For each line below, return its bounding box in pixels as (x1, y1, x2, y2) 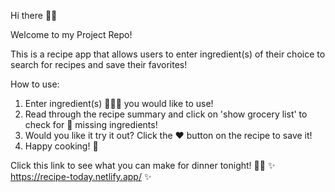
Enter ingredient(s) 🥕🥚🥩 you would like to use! (24, 98, 214, 109)
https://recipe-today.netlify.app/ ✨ (10, 171, 152, 182)
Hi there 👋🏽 (10, 10, 58, 21)
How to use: (10, 78, 60, 90)
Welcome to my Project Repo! (10, 29, 133, 40)
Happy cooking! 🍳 (24, 140, 99, 152)
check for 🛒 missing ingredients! (24, 119, 158, 130)
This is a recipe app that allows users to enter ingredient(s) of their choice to (10, 48, 326, 60)
